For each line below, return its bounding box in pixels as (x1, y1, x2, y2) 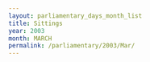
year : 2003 (8, 27, 45, 35)
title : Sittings (8, 19, 63, 27)
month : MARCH (8, 34, 52, 43)
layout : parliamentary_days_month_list (8, 11, 143, 20)
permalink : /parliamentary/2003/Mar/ (8, 42, 135, 50)
